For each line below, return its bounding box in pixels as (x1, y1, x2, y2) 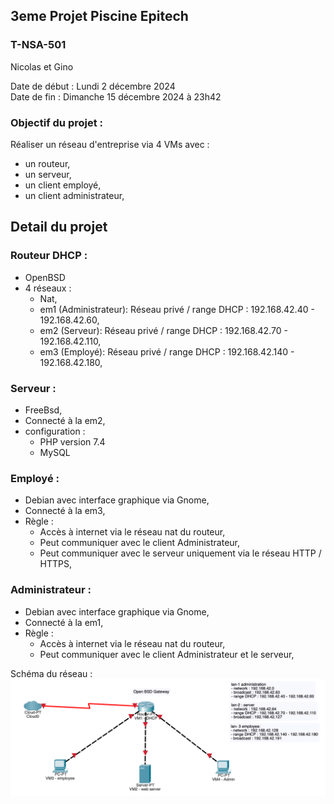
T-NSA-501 (10, 38, 67, 52)
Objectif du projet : (10, 115, 104, 129)
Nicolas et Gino (10, 60, 74, 73)
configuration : (24, 425, 86, 437)
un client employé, (24, 179, 102, 191)
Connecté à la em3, (24, 505, 106, 517)
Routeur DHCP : (10, 249, 88, 263)
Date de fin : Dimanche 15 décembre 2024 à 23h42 (10, 90, 222, 103)
